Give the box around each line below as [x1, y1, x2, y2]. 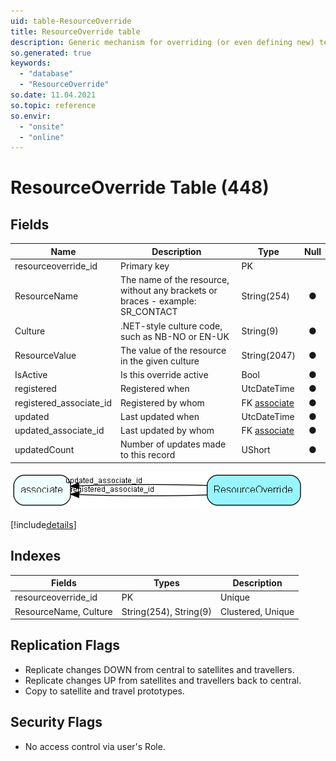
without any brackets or [120, 285, 218, 297]
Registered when [120, 383, 190, 395]
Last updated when [120, 410, 200, 422]
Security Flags [10, 714, 103, 731]
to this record [120, 449, 176, 461]
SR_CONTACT [120, 306, 178, 318]
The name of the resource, [120, 274, 230, 286]
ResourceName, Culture [14, 605, 113, 617]
